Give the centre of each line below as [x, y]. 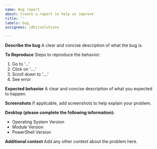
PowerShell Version [31, 132]
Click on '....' [24, 69]
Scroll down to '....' [30, 74]
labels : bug [17, 23]
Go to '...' [21, 64]
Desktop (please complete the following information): [60, 113]
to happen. [16, 94]
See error [21, 80]
